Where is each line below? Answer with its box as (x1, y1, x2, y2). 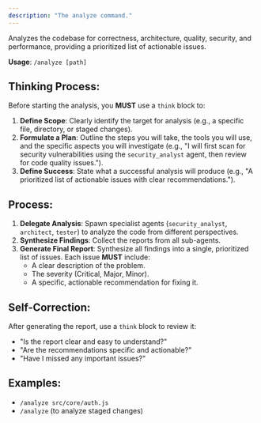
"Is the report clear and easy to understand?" (19, 337, 168, 346)
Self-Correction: (8, 300, 91, 314)
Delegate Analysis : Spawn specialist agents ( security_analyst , (19, 219, 228, 228)
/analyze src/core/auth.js (19, 398, 109, 407)
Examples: (8, 376, 62, 390)
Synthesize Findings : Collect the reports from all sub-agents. (19, 236, 221, 245)
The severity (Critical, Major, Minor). (31, 270, 149, 279)
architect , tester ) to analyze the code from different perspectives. (19, 227, 239, 237)
